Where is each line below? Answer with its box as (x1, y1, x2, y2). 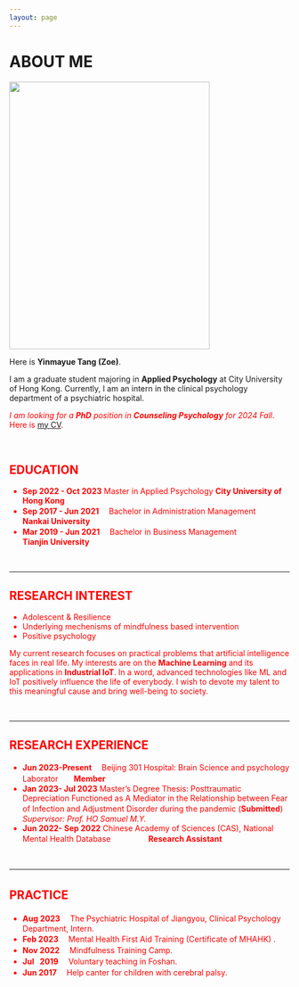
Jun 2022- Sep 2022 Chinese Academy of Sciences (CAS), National (21, 823, 274, 834)
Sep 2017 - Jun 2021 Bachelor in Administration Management (21, 506, 256, 517)
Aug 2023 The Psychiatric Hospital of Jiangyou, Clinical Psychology (21, 913, 282, 924)
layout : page (9, 12, 58, 22)
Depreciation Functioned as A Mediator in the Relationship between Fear (21, 793, 288, 803)
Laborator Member (21, 773, 106, 784)
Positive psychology (21, 630, 96, 642)
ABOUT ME (9, 51, 93, 71)
